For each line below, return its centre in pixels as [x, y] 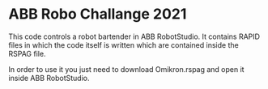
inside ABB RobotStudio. [49, 78]
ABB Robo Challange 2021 [98, 14]
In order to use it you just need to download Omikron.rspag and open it [126, 69]
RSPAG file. [27, 53]
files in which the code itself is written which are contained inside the [123, 44]
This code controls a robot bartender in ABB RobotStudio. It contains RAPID [134, 36]
